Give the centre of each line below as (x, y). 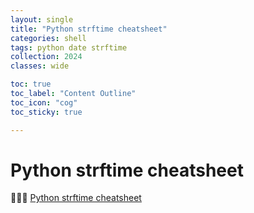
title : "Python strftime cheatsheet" (89, 29)
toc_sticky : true (46, 112)
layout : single (42, 19)
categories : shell (48, 38)
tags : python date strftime (69, 47)
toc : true (31, 84)
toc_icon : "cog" (44, 102)
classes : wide (40, 66)
